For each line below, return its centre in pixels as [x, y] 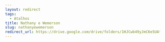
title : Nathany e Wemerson [33, 23]
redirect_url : [20, 32]
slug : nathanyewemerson [29, 28]
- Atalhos [19, 18]
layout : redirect [23, 9]
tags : [11, 14]
